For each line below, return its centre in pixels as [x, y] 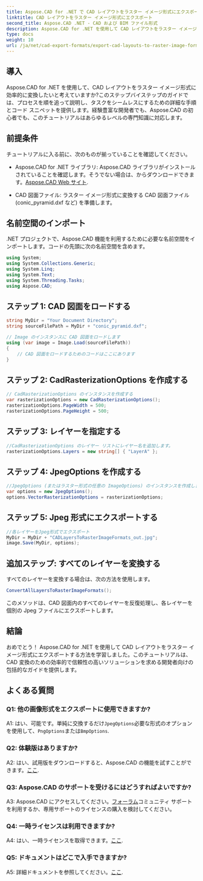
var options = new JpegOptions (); [50, 492]
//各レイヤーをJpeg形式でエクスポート [48, 532]
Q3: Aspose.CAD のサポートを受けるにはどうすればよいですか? [99, 787]
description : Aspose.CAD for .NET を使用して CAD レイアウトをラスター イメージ [102, 29]
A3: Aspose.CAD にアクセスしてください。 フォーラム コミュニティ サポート [99, 802]
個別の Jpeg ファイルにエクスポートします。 [61, 610]
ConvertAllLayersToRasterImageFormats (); [59, 591]
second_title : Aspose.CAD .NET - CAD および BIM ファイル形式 [82, 23]
